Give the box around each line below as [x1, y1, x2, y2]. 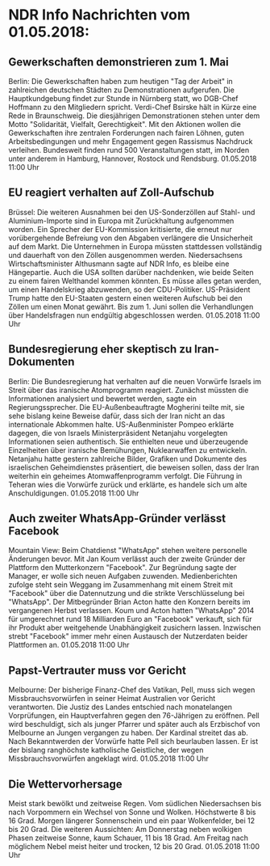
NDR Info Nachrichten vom [8, 6, 191, 24]
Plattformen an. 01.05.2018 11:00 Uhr [8, 640, 131, 650]
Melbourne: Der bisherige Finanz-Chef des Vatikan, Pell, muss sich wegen [8, 685, 255, 695]
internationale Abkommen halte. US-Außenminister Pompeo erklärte [8, 419, 235, 429]
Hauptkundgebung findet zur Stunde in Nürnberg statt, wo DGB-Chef [8, 94, 239, 103]
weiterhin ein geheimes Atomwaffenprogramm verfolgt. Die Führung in [8, 471, 243, 480]
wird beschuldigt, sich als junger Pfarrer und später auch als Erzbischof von [8, 720, 260, 729]
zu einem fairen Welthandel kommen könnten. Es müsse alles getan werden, [8, 276, 262, 285]
